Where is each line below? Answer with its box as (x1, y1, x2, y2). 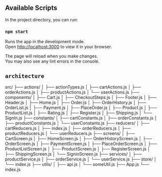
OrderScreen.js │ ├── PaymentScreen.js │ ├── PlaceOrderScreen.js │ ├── (5, 141, 157, 146)
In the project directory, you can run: (5, 16, 78, 22)
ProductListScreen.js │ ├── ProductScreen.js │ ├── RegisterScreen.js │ (5, 145, 150, 152)
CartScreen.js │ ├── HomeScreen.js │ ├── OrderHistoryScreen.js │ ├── (5, 135, 152, 141)
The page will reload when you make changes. (5, 53, 98, 59)
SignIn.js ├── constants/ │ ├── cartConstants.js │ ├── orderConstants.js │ (5, 115, 158, 121)
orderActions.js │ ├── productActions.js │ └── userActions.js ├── (5, 89, 140, 95)
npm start (5, 29, 28, 34)
